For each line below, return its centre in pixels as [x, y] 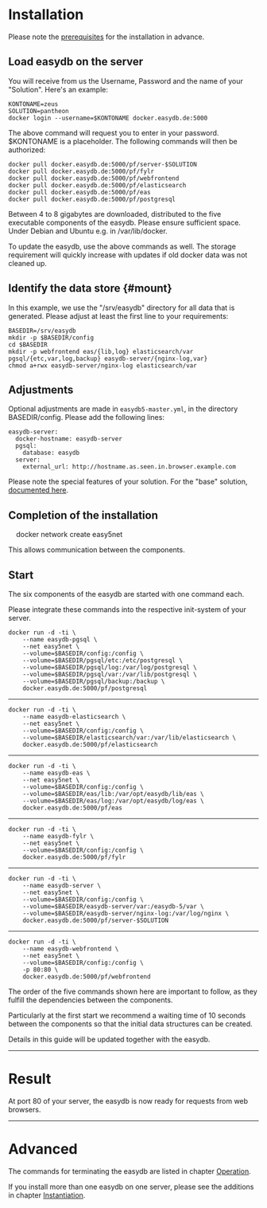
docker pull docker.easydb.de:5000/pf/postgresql [92, 199]
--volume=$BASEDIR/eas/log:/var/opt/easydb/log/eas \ [113, 801]
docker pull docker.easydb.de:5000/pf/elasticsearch [97, 185]
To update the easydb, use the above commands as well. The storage [122, 246]
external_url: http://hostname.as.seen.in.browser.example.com [130, 467]
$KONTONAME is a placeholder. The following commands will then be [123, 141]
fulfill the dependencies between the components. [91, 1000]
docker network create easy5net [69, 535]
